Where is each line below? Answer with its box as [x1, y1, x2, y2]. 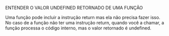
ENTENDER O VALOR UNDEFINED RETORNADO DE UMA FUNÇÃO [5, 5, 143, 10]
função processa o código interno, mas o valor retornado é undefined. [5, 25, 151, 31]
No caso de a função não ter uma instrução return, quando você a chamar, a [5, 20, 164, 25]
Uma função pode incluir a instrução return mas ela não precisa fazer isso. [5, 14, 160, 20]
